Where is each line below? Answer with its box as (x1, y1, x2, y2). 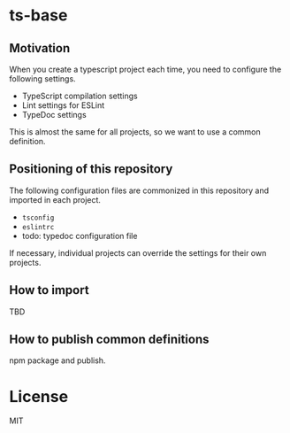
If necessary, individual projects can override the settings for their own (9, 247, 267, 258)
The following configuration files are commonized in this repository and (9, 185, 270, 196)
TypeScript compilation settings (21, 90, 139, 101)
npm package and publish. (9, 355, 106, 366)
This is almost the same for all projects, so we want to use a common (9, 127, 261, 137)
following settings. (9, 73, 77, 84)
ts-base (9, 5, 68, 26)
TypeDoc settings (21, 110, 87, 120)
